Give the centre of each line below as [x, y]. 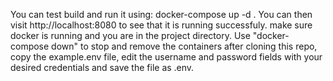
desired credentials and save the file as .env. [102, 67]
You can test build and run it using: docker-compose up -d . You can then [161, 14]
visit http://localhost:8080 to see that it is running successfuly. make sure [161, 25]
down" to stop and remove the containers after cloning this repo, [184, 46]
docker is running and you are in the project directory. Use [130, 35]
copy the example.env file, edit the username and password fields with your [166, 57]
